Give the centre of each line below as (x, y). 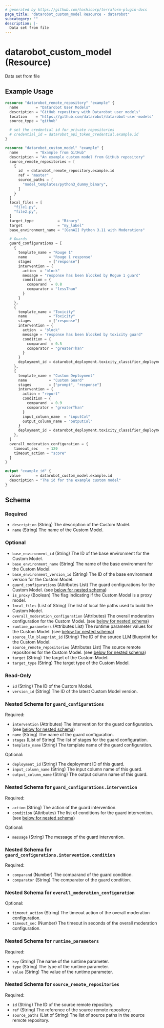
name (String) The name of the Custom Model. (58, 530)
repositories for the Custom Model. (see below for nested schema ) (79, 652)
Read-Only (18, 675)
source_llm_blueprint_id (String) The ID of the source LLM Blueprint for (85, 637)
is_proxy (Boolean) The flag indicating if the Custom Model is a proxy (82, 595)
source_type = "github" (33, 121)
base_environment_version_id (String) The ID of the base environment (82, 574)
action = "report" (41, 394)
